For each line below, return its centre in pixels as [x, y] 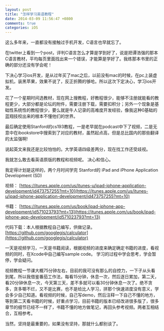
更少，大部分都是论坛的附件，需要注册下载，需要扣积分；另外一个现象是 [82, 104]
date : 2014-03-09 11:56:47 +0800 [39, 19]
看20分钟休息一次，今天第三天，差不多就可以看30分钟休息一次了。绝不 [77, 283]
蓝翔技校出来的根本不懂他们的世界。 [41, 116]
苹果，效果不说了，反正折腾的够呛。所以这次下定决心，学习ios [89, 82]
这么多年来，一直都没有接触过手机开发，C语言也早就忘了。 [64, 43]
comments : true [20, 23]
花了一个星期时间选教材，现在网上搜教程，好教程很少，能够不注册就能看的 [80, 98]
